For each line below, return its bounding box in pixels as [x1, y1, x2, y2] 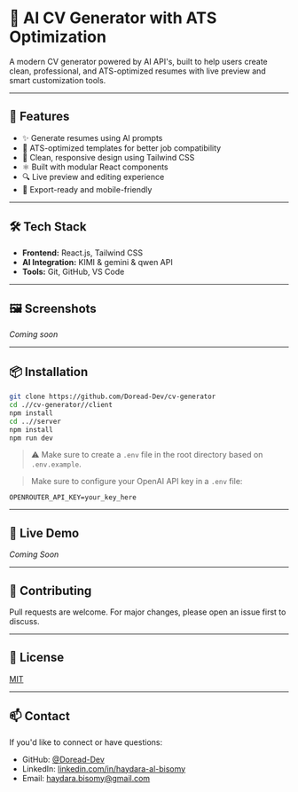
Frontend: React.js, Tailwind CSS [21, 247, 144, 258]
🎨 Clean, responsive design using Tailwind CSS [21, 152, 195, 162]
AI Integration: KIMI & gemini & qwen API [21, 256, 173, 267]
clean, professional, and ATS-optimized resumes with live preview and [9, 66, 266, 76]
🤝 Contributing [9, 583, 92, 598]
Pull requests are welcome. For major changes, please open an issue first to [9, 607, 286, 617]
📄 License [9, 650, 65, 665]
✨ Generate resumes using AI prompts [21, 132, 163, 143]
